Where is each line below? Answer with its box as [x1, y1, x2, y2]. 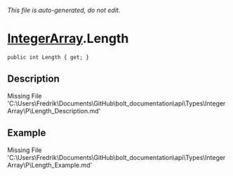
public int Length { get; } [7, 54, 90, 61]
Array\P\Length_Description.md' [7, 106, 101, 115]
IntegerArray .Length [7, 31, 129, 46]
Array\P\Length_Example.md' [7, 161, 93, 169]
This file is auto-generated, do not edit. [7, 6, 121, 14]
